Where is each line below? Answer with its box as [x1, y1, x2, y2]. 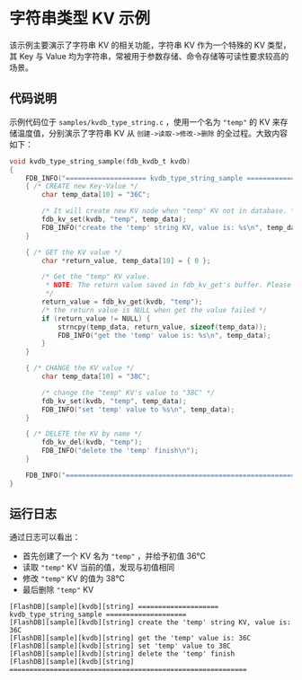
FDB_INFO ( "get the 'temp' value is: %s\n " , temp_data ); [57, 331, 271, 340]
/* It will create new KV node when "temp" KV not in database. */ [41, 207, 299, 216]
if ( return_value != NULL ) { [41, 314, 151, 323]
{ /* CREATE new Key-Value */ [25, 181, 139, 191]
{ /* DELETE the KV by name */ [25, 429, 143, 438]
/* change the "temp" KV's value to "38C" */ [41, 388, 216, 397]
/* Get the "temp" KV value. [41, 272, 151, 281]
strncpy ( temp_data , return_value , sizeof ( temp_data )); [57, 322, 268, 331]
